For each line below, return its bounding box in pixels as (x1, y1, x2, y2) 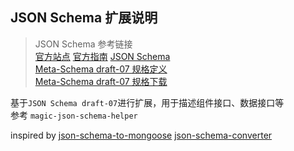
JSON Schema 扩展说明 (10, 9, 158, 27)
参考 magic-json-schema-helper (10, 109, 138, 121)
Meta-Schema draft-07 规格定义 (34, 63, 168, 75)
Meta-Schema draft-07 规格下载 (34, 75, 168, 87)
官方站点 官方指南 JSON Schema (34, 50, 171, 62)
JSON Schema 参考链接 (34, 38, 133, 50)
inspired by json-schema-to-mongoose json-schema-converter (10, 129, 273, 141)
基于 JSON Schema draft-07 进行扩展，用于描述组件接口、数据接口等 (10, 96, 285, 108)
